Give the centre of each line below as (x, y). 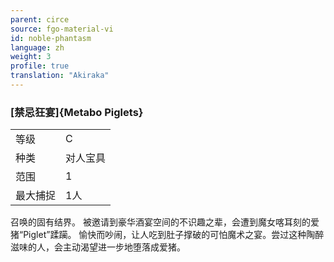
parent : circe (40, 19)
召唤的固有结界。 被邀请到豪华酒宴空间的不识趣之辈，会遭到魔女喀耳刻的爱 (165, 222)
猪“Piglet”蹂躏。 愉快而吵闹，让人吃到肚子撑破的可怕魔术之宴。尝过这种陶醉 (167, 235)
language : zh (37, 47)
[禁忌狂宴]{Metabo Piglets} (77, 112)
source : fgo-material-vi (62, 29)
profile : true (40, 66)
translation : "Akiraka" (60, 76)
